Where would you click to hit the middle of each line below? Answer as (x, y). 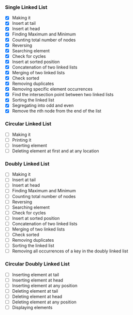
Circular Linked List (28, 124)
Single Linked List (26, 7)
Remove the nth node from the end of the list (57, 111)
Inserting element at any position (45, 285)
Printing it (22, 140)
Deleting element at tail (35, 291)
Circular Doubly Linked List (37, 264)
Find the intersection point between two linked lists (63, 95)
